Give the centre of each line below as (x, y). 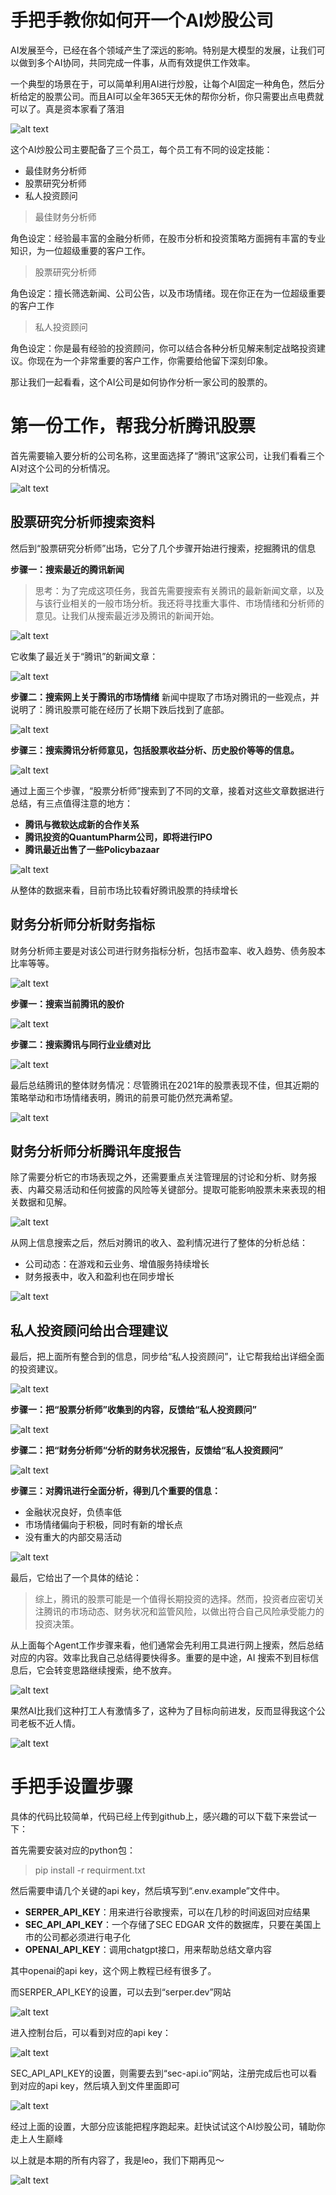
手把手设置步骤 (72, 1787)
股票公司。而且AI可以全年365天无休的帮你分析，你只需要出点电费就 (184, 96)
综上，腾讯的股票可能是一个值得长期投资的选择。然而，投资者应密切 (175, 1599)
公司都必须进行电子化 (86, 1937)
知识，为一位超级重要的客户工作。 (80, 250)
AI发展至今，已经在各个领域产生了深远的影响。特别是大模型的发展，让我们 (163, 50)
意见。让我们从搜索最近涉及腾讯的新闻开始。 (127, 615)
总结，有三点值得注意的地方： (71, 803)
